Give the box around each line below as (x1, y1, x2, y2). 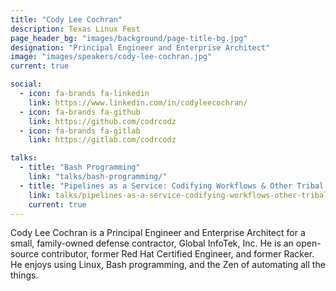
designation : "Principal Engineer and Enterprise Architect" (10, 42, 271, 53)
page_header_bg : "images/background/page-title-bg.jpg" (10, 33, 248, 43)
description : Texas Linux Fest (10, 24, 141, 34)
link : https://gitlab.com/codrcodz (28, 135, 177, 145)
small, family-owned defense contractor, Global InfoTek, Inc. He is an (10, 237, 294, 250)
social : (10, 79, 43, 90)
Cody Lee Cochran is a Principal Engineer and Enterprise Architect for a (10, 227, 306, 239)
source (10, 248, 40, 260)
